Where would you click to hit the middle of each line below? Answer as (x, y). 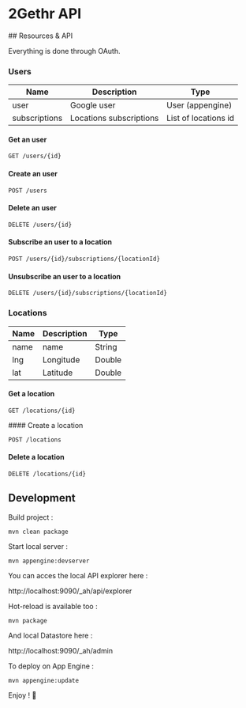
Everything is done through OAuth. (64, 51)
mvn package (28, 621)
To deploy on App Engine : (51, 666)
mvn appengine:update (44, 680)
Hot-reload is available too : (53, 606)
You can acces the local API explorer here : (78, 575)
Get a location (32, 394)
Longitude (61, 359)
